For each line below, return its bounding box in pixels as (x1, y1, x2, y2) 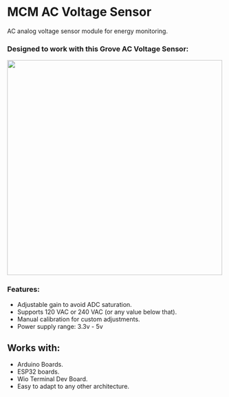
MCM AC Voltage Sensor (7, 4, 152, 20)
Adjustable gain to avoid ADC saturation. (17, 300, 132, 308)
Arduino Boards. (17, 361, 63, 369)
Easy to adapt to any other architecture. (17, 383, 129, 391)
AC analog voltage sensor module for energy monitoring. (7, 27, 168, 35)
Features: (7, 285, 40, 294)
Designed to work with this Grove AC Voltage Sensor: (7, 44, 189, 54)
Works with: (7, 342, 61, 354)
